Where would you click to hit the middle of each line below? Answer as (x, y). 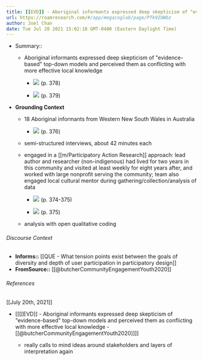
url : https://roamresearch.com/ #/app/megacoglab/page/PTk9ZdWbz (89, 18)
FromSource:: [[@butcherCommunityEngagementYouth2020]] (93, 270)
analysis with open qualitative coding (70, 224)
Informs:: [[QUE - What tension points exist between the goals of (96, 257)
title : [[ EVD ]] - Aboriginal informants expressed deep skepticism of (97, 12)
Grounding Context (40, 107)
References (21, 283)
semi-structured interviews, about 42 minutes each (88, 144)
